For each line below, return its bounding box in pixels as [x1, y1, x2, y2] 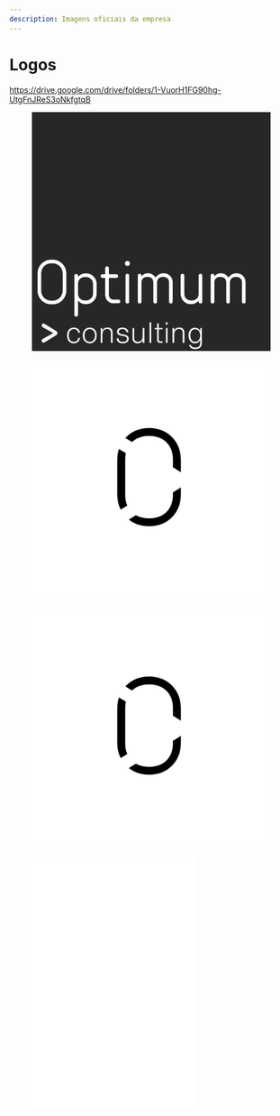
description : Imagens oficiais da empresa [9, 14, 171, 23]
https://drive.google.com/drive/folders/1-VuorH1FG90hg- [9, 84, 221, 95]
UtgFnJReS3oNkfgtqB [9, 94, 92, 105]
